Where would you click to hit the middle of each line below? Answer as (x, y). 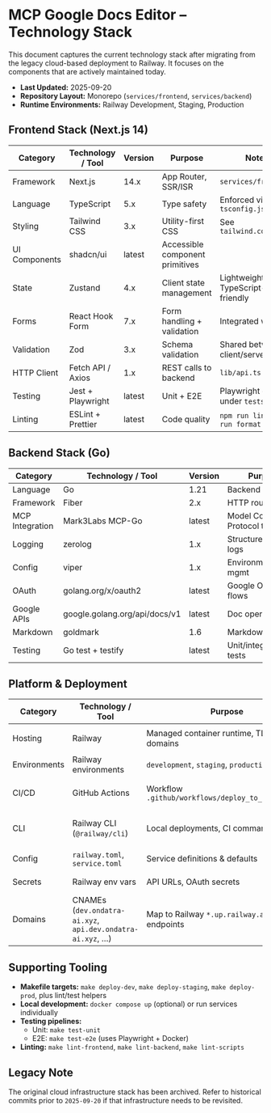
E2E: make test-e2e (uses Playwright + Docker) (110, 1039)
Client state (183, 282)
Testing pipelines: (51, 1022)
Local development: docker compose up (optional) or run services (129, 1004)
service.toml (97, 864)
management (187, 293)
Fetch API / (90, 367)
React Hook (91, 315)
